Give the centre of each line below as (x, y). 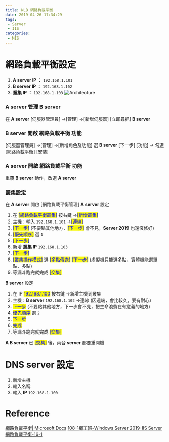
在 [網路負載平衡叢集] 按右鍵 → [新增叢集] (55, 215)
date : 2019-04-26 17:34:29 (34, 15)
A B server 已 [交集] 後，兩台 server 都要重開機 (55, 342)
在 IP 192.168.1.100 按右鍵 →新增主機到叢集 (57, 294)
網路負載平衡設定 (41, 65)
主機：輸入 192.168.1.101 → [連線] (48, 222)
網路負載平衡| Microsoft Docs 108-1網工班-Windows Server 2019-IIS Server (84, 428)
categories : (18, 33)
